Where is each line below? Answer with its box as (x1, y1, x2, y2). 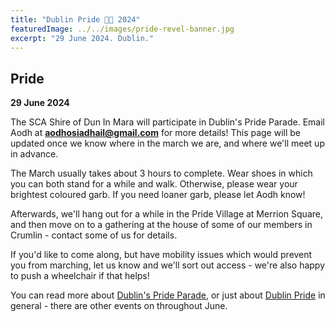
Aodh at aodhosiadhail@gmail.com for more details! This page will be (10, 127, 302, 139)
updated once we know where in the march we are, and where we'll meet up (10, 137, 325, 150)
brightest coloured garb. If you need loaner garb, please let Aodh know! (10, 189, 306, 201)
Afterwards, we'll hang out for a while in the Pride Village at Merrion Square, (10, 208, 323, 220)
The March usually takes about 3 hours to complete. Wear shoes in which (10, 167, 313, 180)
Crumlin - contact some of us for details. (10, 229, 178, 241)
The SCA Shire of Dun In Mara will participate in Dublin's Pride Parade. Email (10, 116, 325, 128)
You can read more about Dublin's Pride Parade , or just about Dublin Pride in (10, 289, 326, 301)
